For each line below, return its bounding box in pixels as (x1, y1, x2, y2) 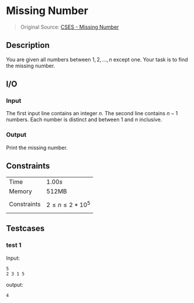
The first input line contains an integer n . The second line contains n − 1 (6, 110, 178, 117)
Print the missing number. (6, 144, 68, 151)
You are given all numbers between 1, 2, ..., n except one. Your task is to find (6, 56, 188, 63)
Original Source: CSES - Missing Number (20, 23, 119, 30)
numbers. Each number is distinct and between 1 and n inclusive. (6, 116, 162, 123)
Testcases (6, 223, 45, 233)
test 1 (6, 241, 22, 249)
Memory (9, 187, 32, 195)
